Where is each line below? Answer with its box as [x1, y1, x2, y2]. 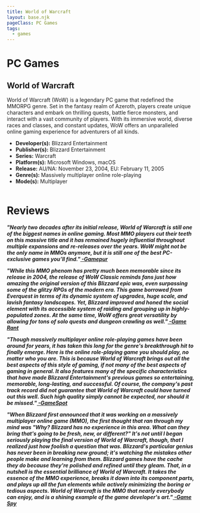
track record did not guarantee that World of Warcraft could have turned [7, 387, 190, 394]
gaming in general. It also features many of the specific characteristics [7, 368, 187, 375]
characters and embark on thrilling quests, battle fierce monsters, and [7, 109, 179, 117]
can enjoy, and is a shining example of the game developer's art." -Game [7, 494, 192, 501]
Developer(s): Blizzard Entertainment [15, 140, 108, 147]
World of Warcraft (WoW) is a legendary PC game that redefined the [7, 96, 174, 103]
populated [7, 312, 33, 319]
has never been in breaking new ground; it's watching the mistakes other [7, 449, 192, 456]
